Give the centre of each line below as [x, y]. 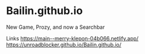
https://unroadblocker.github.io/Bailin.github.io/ [64, 45]
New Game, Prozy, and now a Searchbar [56, 27]
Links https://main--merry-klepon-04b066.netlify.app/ [72, 38]
